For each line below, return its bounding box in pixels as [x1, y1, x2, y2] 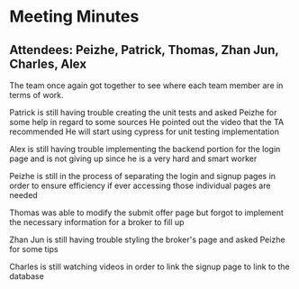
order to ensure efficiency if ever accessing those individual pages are [9, 180, 271, 191]
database [9, 271, 45, 281]
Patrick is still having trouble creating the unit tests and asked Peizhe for [9, 107, 277, 118]
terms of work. [9, 90, 65, 100]
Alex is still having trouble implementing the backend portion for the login [9, 144, 281, 154]
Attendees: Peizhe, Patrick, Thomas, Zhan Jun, [9, 42, 279, 58]
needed [9, 190, 38, 200]
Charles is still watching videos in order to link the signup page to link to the [9, 261, 290, 272]
